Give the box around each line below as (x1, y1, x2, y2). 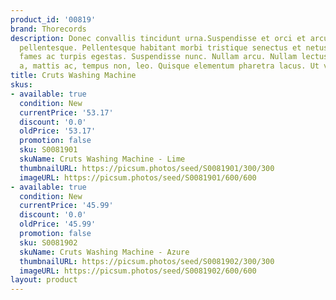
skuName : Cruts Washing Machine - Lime (19, 154, 186, 164)
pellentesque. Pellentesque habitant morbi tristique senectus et (19, 42, 302, 53)
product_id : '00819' (10, 14, 97, 25)
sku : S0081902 (19, 237, 78, 248)
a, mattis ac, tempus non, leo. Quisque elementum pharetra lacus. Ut (19, 61, 320, 71)
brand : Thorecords (10, 24, 87, 34)
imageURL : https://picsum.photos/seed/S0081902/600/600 (19, 266, 257, 276)
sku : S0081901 (19, 145, 78, 155)
